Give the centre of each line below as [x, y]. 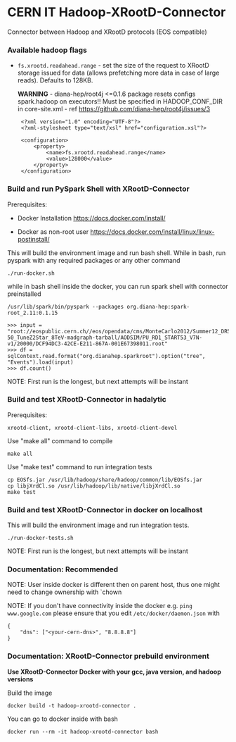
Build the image [30, 693]
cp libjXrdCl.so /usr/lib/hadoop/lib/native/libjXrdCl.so [94, 486]
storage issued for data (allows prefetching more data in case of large [118, 73]
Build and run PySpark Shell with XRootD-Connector [98, 189]
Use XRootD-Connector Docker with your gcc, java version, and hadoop [114, 672]
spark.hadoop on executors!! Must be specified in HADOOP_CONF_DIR [120, 101]
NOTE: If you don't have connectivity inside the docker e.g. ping [100, 606]
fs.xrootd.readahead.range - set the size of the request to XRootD [113, 66]
